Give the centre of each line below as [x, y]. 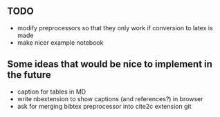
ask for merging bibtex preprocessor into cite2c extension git [104, 106]
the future [29, 75]
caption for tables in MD [52, 92]
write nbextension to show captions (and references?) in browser [110, 98]
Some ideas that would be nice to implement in [110, 64]
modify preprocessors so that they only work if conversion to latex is [115, 28]
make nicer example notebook [60, 42]
